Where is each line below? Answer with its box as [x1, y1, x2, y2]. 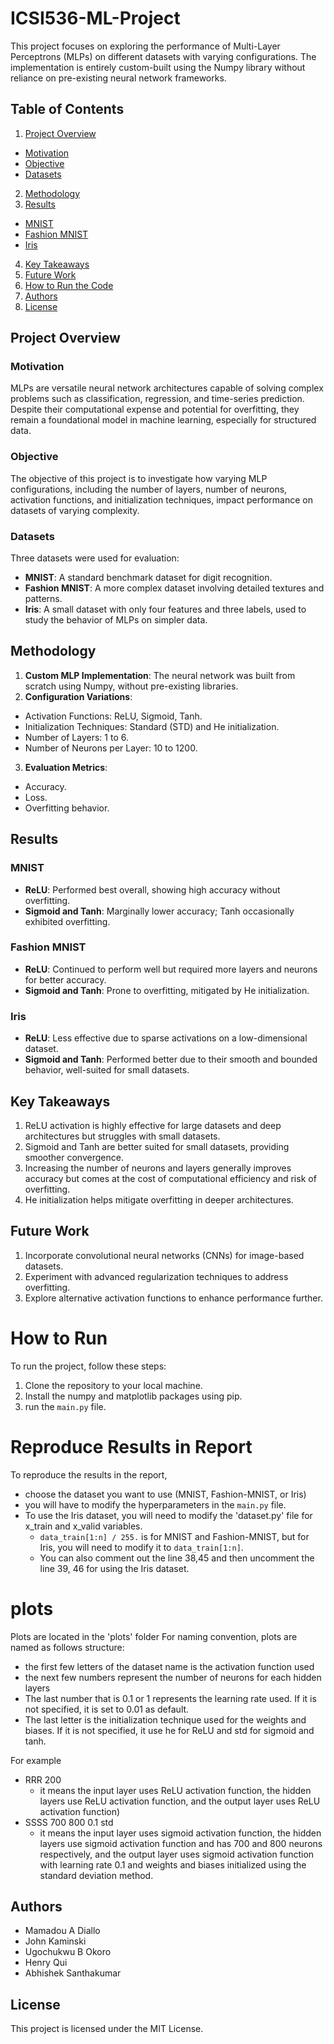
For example [10, 1754, 62, 1766]
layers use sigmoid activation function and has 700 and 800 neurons [39, 1837, 323, 1849]
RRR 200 [24, 1773, 62, 1786]
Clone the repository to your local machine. [24, 1379, 203, 1391]
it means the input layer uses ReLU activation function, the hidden [39, 1784, 312, 1796]
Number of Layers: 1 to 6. [24, 731, 129, 743]
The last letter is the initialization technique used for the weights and [24, 1713, 307, 1726]
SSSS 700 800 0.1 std [24, 1816, 114, 1828]
